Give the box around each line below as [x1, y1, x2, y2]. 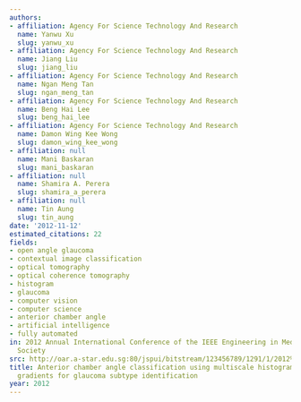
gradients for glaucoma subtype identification [17, 371, 199, 381]
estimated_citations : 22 [9, 229, 102, 238]
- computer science [9, 304, 82, 313]
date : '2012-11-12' [9, 221, 82, 230]
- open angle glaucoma [9, 246, 94, 255]
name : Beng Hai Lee [17, 105, 90, 114]
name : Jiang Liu [17, 55, 78, 64]
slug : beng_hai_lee [17, 113, 90, 122]
